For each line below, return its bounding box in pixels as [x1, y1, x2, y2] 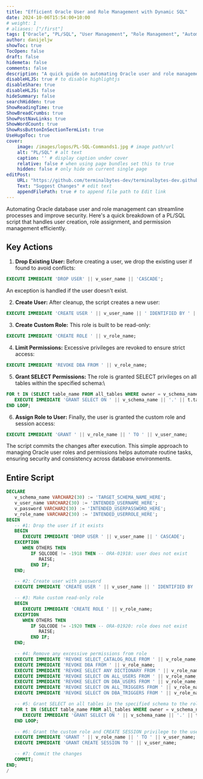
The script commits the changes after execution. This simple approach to [6, 442, 188, 450]
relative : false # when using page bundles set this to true [17, 161, 174, 167]
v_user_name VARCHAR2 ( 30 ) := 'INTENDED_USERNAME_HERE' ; [14, 500, 158, 506]
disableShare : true [6, 82, 56, 88]
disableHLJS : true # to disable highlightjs [6, 76, 120, 82]
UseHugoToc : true [6, 132, 50, 139]
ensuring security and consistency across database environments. [6, 455, 172, 462]
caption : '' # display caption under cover [17, 155, 129, 161]
